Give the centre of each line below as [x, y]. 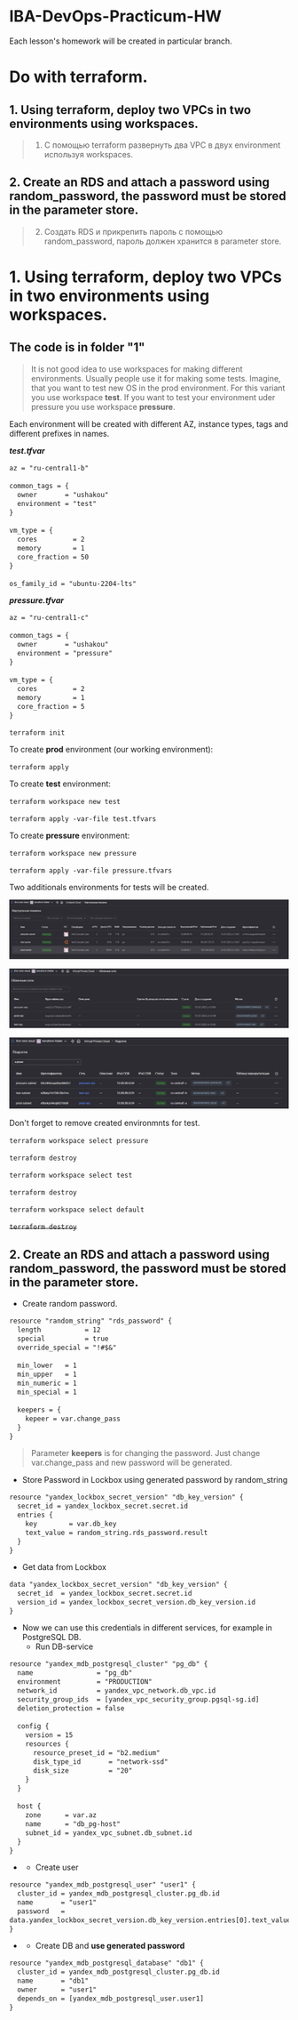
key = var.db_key [71, 1524]
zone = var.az [61, 1815]
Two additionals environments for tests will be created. [109, 887]
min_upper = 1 [47, 1375]
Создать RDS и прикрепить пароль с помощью [133, 231]
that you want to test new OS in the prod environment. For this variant [158, 388]
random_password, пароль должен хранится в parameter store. [163, 241]
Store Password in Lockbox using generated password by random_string [155, 1480]
